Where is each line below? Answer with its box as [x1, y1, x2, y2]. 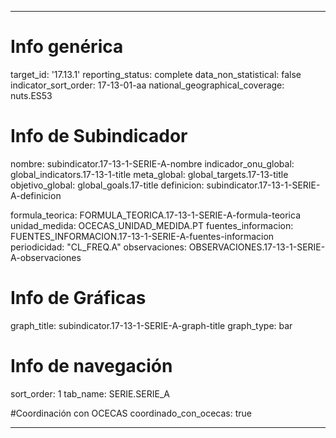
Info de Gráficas [10, 287, 147, 310]
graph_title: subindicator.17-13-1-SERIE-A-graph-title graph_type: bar [10, 319, 293, 331]
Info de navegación [10, 355, 173, 377]
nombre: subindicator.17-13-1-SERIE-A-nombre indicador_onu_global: [10, 157, 295, 170]
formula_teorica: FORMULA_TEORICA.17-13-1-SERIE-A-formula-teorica [10, 209, 302, 221]
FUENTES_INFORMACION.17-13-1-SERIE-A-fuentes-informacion [10, 230, 275, 242]
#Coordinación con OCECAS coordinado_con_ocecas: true [10, 407, 253, 419]
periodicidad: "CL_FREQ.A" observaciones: [10, 241, 187, 253]
